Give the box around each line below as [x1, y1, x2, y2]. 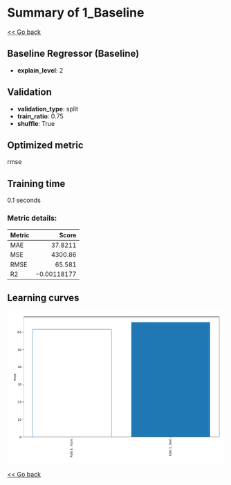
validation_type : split [17, 104, 78, 113]
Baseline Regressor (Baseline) [7, 48, 140, 60]
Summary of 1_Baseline [7, 5, 145, 21]
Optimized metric [7, 139, 84, 151]
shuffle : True [17, 119, 55, 127]
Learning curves [7, 292, 80, 304]
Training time [7, 178, 66, 190]
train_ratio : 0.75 [17, 112, 64, 120]
